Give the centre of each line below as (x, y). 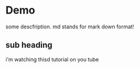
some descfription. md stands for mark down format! (70, 27)
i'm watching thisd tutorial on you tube (52, 59)
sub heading (29, 45)
